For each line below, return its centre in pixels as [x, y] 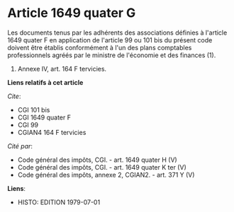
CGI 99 [28, 124]
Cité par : [20, 146]
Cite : [14, 96]
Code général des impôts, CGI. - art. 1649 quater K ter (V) [102, 167]
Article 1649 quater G [72, 13]
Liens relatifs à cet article [45, 82]
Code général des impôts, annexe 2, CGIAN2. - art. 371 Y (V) [106, 175]
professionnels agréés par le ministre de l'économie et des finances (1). [112, 55]
